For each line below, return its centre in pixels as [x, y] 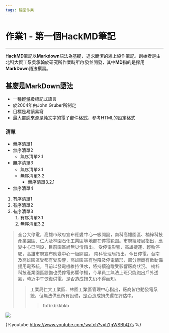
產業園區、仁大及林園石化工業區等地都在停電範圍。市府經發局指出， [88, 241]
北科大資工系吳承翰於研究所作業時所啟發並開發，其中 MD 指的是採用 [75, 62]
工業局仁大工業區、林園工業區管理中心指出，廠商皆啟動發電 [92, 289]
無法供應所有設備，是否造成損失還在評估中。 [90, 295]
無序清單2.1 [32, 156]
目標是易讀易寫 [28, 112]
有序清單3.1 [32, 217]
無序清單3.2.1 [41, 182]
